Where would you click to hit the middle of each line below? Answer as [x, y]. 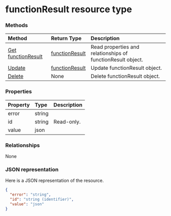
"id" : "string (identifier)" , [42, 200]
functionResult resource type [69, 9]
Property [19, 104]
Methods [17, 25]
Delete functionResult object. [125, 76]
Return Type [66, 38]
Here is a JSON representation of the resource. [55, 181]
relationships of [109, 53]
